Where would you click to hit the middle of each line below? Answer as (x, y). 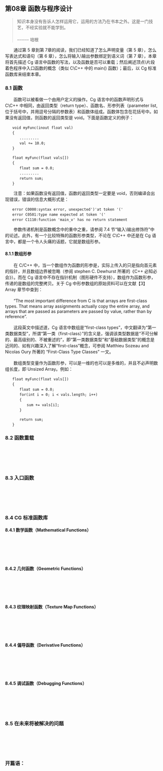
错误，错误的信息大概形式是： (39, 199)
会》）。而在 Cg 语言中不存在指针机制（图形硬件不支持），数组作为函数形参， (80, 277)
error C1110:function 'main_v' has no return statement (70, 220)
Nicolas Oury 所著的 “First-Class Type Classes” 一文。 (59, 352)
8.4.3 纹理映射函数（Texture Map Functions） (52, 607)
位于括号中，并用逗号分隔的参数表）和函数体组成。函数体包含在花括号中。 (79, 112)
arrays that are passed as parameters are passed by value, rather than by (78, 311)
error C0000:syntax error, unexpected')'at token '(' (67, 210)
